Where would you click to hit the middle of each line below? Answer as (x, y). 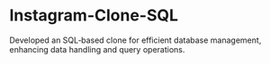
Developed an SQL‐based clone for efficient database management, (135, 40)
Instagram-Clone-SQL (94, 16)
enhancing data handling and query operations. (97, 49)
